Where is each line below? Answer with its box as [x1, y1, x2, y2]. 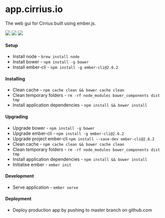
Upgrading [5, 114, 28, 120]
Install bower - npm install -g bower [12, 59, 89, 65]
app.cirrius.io [5, 4, 63, 15]
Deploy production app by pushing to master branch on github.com [12, 207, 152, 213]
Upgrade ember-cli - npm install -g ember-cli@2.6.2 [12, 130, 124, 136]
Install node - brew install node [12, 53, 79, 60]
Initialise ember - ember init [12, 161, 71, 168]
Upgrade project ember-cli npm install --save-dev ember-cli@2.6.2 [12, 135, 155, 142]
